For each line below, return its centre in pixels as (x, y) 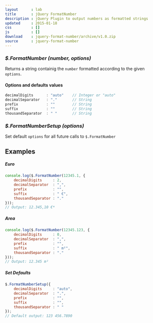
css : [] (23, 28)
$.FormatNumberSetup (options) (45, 126)
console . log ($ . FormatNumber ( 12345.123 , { (47, 230)
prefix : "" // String (48, 104)
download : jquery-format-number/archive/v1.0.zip (61, 37)
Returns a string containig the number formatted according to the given (75, 69)
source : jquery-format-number (42, 41)
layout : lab (23, 9)
